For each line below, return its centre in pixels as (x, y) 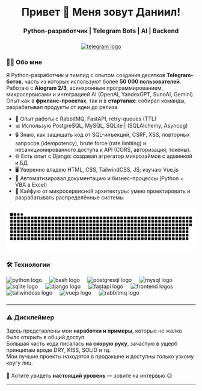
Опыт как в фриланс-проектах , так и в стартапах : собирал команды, (96, 101)
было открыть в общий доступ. (46, 337)
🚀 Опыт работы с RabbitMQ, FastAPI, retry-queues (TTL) (86, 119)
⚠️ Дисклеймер (30, 317)
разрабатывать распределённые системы (69, 198)
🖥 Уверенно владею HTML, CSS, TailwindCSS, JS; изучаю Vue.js (97, 170)
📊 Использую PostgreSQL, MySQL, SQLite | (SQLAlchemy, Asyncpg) (101, 126)
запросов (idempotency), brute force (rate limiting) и (81, 143)
